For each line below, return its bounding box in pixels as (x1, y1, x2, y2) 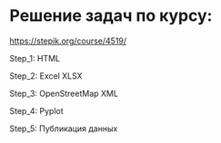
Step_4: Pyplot (9, 105, 64, 116)
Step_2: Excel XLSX (9, 70, 84, 81)
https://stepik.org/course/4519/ (9, 35, 127, 46)
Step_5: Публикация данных (9, 123, 118, 134)
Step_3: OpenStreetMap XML (9, 88, 118, 99)
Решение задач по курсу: (9, 5, 213, 26)
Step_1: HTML (9, 52, 61, 63)
